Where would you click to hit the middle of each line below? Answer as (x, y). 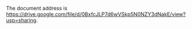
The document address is (37, 8)
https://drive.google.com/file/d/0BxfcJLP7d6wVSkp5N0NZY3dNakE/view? (96, 14)
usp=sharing (21, 20)
